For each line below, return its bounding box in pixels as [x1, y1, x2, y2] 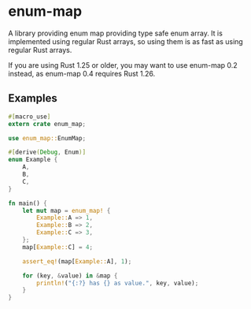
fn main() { [8, 199, 47, 207]
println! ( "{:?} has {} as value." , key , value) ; [36, 279, 199, 287]
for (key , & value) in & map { [22, 271, 118, 280]
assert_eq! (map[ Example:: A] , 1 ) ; [22, 257, 132, 266]
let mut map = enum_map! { [22, 207, 111, 214]
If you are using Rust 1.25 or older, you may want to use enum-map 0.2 [8, 60, 238, 69]
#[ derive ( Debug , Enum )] [8, 148, 87, 156]
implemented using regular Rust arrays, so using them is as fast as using [8, 36, 244, 46]
